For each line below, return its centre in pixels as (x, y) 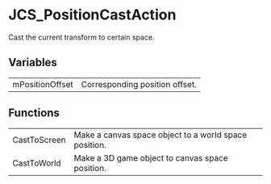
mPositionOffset (43, 84)
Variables (33, 63)
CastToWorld (37, 163)
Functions (34, 113)
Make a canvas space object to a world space (161, 135)
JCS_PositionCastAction (92, 15)
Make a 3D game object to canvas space (151, 157)
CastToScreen (39, 140)
